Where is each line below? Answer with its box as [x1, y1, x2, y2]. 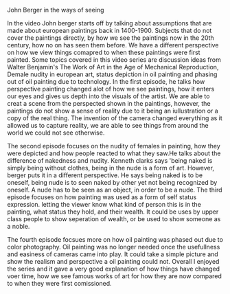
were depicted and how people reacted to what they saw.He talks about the [7, 149, 221, 157]
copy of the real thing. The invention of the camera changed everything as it [7, 114, 223, 122]
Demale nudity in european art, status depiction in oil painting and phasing [7, 70, 218, 78]
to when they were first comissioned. [7, 280, 112, 287]
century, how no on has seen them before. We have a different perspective [7, 41, 219, 49]
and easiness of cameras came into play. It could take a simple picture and [7, 250, 218, 258]
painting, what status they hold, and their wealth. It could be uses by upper [7, 207, 219, 216]
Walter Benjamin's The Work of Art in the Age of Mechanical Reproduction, [7, 63, 219, 71]
